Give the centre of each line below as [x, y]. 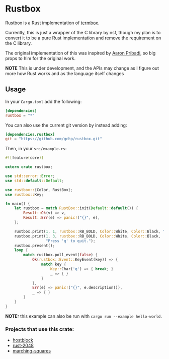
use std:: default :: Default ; [35, 181]
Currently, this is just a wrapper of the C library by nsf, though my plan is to [83, 32]
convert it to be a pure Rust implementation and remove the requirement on [83, 38]
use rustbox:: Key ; [24, 195]
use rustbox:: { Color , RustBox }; [39, 190]
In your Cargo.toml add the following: [44, 101]
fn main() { [18, 204]
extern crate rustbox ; [29, 167]
